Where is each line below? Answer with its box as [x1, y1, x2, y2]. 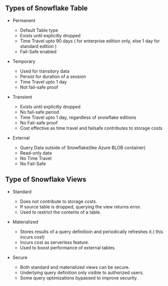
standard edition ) [20, 43, 57, 49]
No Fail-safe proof [20, 119, 58, 125]
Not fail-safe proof [20, 84, 59, 90]
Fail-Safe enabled [20, 48, 57, 54]
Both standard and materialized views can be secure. [20, 264, 130, 270]
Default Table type [20, 27, 59, 33]
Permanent [12, 17, 36, 23]
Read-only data [20, 150, 52, 156]
